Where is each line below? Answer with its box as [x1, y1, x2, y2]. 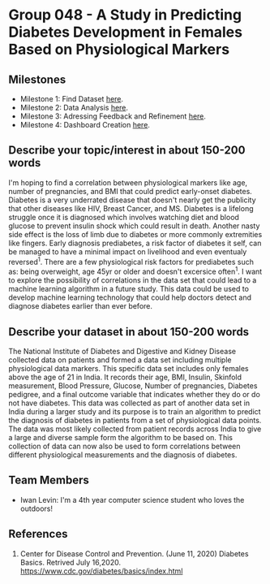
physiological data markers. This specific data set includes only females [8, 363, 249, 373]
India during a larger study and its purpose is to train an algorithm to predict [8, 406, 261, 416]
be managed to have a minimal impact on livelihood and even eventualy [8, 246, 247, 257]
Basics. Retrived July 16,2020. [19, 557, 122, 567]
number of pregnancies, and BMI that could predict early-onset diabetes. [8, 186, 253, 196]
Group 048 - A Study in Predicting [8, 6, 242, 24]
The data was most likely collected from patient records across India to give [8, 424, 262, 434]
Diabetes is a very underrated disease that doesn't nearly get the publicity [8, 195, 257, 205]
